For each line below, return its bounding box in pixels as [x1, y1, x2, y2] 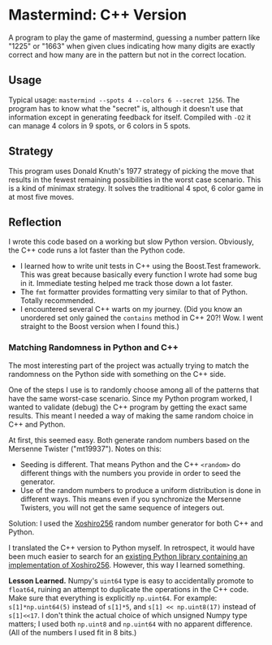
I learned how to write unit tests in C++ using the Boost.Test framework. [19, 262, 261, 271]
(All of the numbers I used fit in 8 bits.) [8, 627, 137, 637]
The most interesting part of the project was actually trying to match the [8, 360, 249, 370]
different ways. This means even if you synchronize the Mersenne [19, 494, 242, 504]
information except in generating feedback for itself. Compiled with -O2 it [8, 112, 252, 122]
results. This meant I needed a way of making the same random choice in [8, 410, 254, 420]
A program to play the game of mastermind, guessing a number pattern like [8, 32, 261, 42]
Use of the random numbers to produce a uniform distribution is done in [19, 485, 261, 495]
